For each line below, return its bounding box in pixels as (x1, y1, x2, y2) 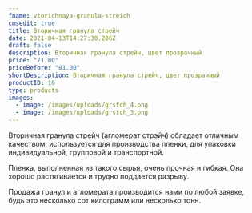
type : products (8, 86, 59, 94)
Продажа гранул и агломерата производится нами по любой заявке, (8, 187, 245, 196)
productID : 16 (8, 78, 56, 86)
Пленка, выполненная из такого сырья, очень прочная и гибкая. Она (8, 163, 244, 172)
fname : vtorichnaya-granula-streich (8, 11, 130, 20)
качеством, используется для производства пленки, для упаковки (8, 139, 236, 148)
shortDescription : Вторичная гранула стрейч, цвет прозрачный (8, 71, 220, 79)
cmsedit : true (8, 19, 56, 27)
